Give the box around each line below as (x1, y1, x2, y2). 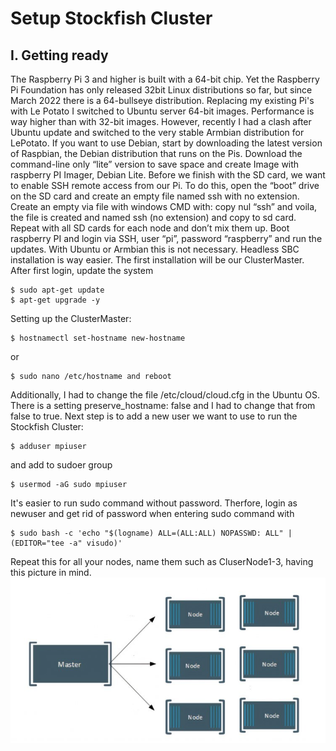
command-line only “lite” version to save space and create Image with (10, 158, 300, 170)
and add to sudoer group (10, 459, 113, 471)
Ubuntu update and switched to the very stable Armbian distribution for (10, 127, 305, 138)
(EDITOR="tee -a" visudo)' (10, 538, 123, 548)
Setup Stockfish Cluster (10, 7, 213, 30)
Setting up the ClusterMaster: (10, 313, 132, 324)
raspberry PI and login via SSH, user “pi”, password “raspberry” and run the (10, 233, 323, 244)
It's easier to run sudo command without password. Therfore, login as (10, 497, 298, 509)
